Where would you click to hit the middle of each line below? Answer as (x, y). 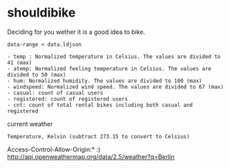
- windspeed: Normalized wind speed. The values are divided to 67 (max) (116, 87)
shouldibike (41, 13)
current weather (30, 124)
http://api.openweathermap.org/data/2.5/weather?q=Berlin (91, 156)
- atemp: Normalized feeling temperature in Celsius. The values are (109, 68)
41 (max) (20, 63)
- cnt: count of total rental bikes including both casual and (100, 105)
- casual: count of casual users (55, 93)
